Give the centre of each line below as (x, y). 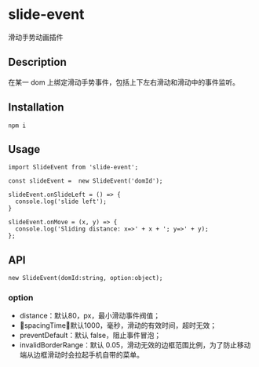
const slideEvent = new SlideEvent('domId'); (86, 181)
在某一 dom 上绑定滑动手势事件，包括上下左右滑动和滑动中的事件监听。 (124, 82)
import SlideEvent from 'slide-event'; (73, 167)
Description (37, 62)
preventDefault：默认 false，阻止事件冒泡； (90, 336)
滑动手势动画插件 (36, 37)
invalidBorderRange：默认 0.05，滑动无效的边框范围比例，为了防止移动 (135, 345)
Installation (36, 107)
